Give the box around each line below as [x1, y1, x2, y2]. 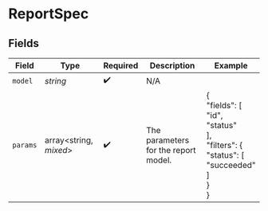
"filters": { [206, 140, 243, 150]
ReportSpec [8, 5, 89, 23]
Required [103, 61, 139, 71]
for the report [146, 145, 197, 155]
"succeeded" [206, 160, 256, 170]
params [12, 141, 37, 150]
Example [214, 61, 249, 71]
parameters [146, 135, 190, 146]
